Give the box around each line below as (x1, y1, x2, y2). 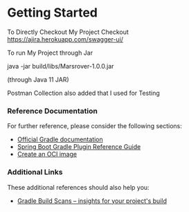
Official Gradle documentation (17, 135, 104, 143)
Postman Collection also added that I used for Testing (7, 89, 161, 97)
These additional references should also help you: (7, 183, 150, 191)
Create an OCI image (17, 150, 78, 159)
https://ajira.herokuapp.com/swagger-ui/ (7, 35, 123, 43)
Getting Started (7, 5, 98, 21)
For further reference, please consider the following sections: (7, 122, 182, 130)
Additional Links (7, 168, 63, 177)
